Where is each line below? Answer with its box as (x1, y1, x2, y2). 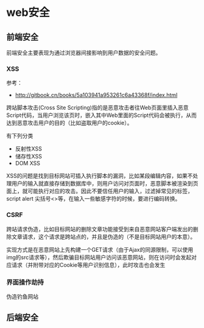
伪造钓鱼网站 (6, 293, 38, 300)
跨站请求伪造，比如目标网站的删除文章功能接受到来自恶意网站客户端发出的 (6, 225, 193, 232)
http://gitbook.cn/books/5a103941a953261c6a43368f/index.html (15, 91, 178, 99)
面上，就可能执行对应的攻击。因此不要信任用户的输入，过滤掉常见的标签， (6, 187, 193, 195)
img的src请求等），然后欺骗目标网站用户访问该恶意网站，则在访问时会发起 (6, 254, 192, 261)
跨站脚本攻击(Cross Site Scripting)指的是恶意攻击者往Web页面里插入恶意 (6, 104, 189, 112)
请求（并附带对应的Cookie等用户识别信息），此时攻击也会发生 (11, 261, 166, 268)
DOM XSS (15, 160, 41, 167)
